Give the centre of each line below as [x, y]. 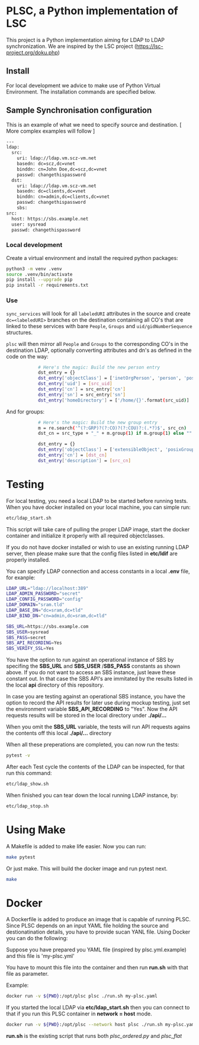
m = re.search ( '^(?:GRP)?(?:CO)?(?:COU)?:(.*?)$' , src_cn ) [112, 428]
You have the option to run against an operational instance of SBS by [90, 660]
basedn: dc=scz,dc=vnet [46, 164]
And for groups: [25, 411]
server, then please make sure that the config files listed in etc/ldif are [92, 553]
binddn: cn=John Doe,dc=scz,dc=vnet [62, 169]
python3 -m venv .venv [34, 269]
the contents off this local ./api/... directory [59, 733]
